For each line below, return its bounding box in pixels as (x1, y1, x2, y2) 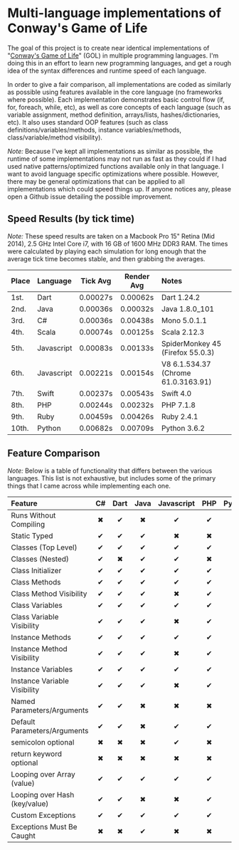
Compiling (11, 519, 45, 529)
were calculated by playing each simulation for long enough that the (7, 247, 206, 256)
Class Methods (11, 577, 62, 587)
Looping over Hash (11, 789, 75, 799)
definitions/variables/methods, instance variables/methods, (7, 125, 182, 134)
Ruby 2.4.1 (161, 411, 198, 421)
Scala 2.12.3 (161, 327, 205, 337)
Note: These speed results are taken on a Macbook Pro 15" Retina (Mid (7, 231, 216, 240)
